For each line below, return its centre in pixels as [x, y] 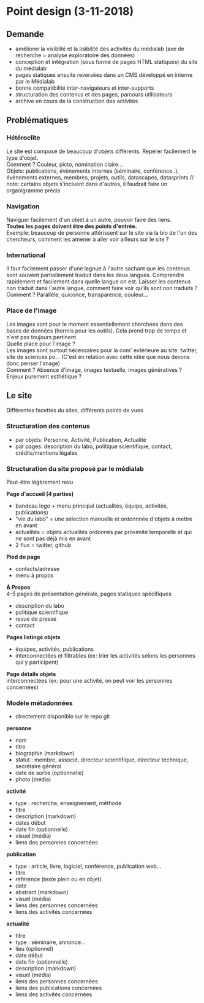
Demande [25, 34]
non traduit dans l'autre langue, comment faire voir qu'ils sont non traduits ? [102, 288]
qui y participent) [37, 662]
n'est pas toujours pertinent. [42, 337]
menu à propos [34, 575]
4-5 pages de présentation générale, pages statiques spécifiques [89, 594]
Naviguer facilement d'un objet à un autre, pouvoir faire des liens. [89, 219]
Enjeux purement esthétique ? [44, 376]
